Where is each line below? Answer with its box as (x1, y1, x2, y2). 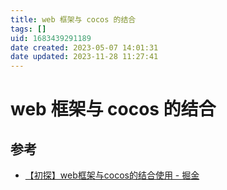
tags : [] (10, 24, 47, 34)
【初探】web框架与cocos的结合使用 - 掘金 (24, 169, 200, 181)
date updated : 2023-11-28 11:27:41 (10, 52, 159, 62)
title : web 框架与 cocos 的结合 (10, 14, 137, 25)
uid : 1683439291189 (10, 33, 92, 43)
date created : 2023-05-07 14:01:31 (10, 42, 159, 53)
